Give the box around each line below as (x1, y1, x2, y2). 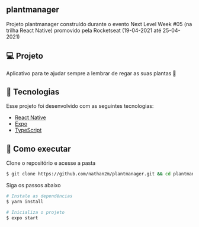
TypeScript (14, 127, 42, 134)
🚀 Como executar (6, 143, 71, 154)
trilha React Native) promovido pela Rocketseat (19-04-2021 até (6, 27, 162, 34)
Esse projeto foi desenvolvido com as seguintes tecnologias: (6, 103, 154, 110)
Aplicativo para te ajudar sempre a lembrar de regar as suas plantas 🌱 (6, 69, 176, 76)
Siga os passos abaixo (6, 182, 61, 189)
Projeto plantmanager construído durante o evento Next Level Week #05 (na (6, 20, 192, 27)
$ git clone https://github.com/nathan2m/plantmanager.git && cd (6, 171, 171, 177)
